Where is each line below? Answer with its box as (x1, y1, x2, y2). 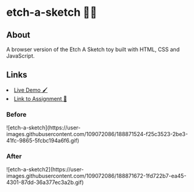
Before (6, 110, 27, 118)
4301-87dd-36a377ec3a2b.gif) (6, 179, 84, 186)
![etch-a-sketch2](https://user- (6, 166, 84, 173)
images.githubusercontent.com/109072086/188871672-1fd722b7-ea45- (6, 173, 187, 180)
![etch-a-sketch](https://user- (6, 124, 81, 131)
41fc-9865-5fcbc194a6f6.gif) (6, 137, 80, 145)
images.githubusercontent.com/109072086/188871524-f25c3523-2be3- (6, 131, 189, 138)
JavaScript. (6, 52, 35, 60)
